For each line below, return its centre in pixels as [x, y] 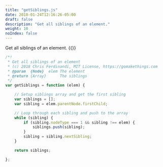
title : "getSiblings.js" [31, 10]
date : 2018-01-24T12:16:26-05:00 [41, 15]
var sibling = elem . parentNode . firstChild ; [61, 104]
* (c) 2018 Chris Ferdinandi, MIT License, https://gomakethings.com [83, 66]
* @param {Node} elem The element [46, 71]
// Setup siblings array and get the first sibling [70, 95]
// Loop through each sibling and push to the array [71, 113]
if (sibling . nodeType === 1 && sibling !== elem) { [79, 122]
